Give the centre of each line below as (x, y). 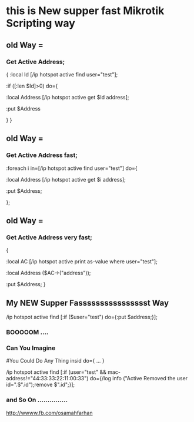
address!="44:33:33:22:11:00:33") (47, 379)
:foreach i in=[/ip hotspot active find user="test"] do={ (72, 168)
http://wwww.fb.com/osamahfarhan (49, 413)
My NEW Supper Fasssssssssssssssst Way (88, 303)
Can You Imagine (31, 348)
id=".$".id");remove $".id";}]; (41, 385)
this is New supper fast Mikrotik (85, 11)
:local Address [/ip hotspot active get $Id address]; (68, 97)
